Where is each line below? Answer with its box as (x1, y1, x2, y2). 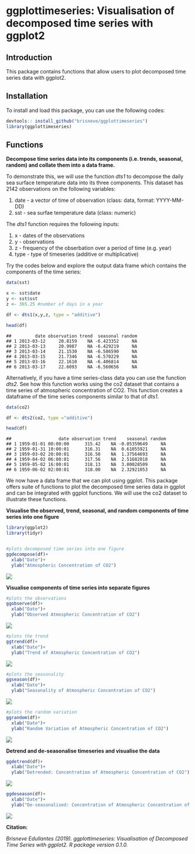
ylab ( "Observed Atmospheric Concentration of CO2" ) (11, 612, 141, 617)
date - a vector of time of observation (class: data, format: (14, 197, 155, 204)
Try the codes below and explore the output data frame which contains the (6, 262, 186, 269)
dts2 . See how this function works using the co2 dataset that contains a (6, 380, 180, 387)
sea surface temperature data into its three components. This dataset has (6, 179, 183, 186)
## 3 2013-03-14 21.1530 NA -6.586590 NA (6, 348, 138, 355)
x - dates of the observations (14, 232, 85, 239)
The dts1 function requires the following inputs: (6, 221, 120, 228)
